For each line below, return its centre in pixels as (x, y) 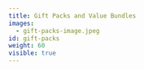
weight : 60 (27, 46)
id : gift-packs (34, 38)
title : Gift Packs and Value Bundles (72, 16)
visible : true (33, 53)
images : (22, 23)
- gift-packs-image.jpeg (58, 31)
